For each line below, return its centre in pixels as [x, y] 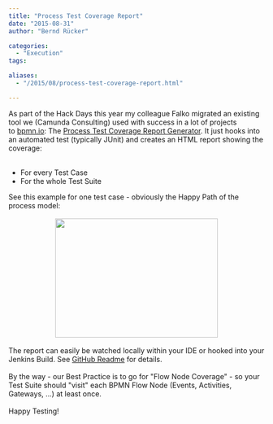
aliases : [23, 76]
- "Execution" [39, 54]
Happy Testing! [34, 411]
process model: [35, 205]
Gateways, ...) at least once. [55, 393]
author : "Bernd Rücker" [49, 31]
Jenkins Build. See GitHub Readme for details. [85, 359]
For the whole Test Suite [61, 181]
